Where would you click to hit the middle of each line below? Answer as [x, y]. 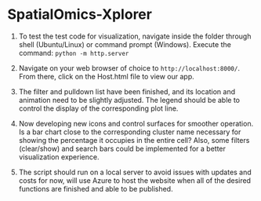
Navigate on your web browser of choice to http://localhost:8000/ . [129, 68]
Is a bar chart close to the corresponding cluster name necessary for [130, 132]
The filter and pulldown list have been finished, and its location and [127, 91]
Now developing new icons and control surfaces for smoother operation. [136, 123]
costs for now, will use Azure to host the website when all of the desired [135, 180]
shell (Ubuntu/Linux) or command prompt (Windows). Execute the [125, 44]
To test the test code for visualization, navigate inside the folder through [135, 36]
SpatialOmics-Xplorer [80, 15]
